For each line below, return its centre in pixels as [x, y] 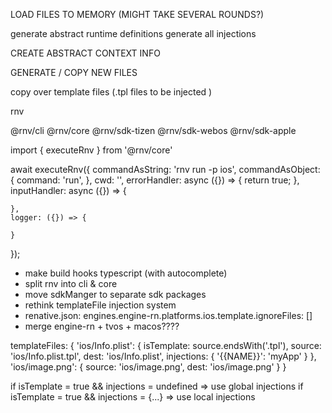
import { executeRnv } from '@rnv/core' [91, 150]
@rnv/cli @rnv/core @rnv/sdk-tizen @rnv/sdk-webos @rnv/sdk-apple [153, 130]
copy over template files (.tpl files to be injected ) [111, 92]
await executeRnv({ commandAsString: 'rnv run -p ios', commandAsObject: [165, 169]
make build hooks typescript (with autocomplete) [126, 273]
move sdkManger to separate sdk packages [115, 294]
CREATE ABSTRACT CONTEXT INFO [85, 53]
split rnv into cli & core [71, 283]
